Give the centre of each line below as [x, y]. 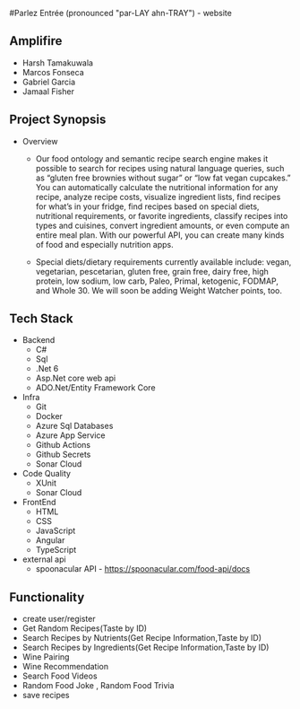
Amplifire [36, 41]
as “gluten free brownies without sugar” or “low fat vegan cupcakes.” [163, 178]
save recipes [46, 696]
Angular [50, 540]
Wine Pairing [46, 657]
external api [44, 559]
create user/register [59, 619]
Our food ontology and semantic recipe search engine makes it [152, 158]
